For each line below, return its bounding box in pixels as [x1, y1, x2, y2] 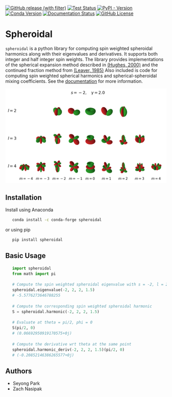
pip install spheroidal [12, 237, 63, 242]
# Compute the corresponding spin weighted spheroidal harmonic [12, 303, 153, 309]
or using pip [5, 226, 31, 232]
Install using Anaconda [5, 207, 54, 213]
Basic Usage [5, 251, 46, 260]
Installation [5, 193, 42, 202]
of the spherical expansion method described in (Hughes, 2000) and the [5, 62, 158, 68]
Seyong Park [12, 381, 40, 387]
